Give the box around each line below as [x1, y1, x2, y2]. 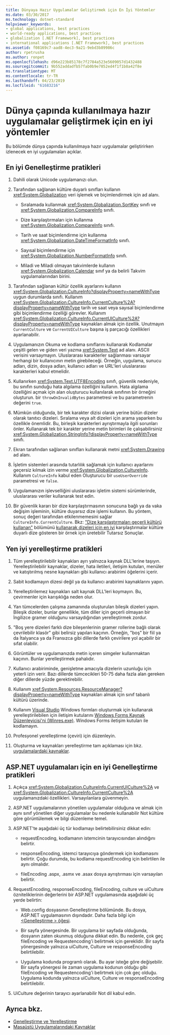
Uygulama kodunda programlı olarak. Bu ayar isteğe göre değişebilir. [20, 959, 163, 964]
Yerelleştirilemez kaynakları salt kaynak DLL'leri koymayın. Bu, [13, 589, 142, 595]
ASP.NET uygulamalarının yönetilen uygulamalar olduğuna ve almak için [13, 805, 162, 811]
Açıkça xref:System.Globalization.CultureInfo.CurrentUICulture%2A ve [13, 784, 159, 790]
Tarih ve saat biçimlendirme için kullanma [20, 232, 107, 238]
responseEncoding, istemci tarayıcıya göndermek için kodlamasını [20, 850, 159, 856]
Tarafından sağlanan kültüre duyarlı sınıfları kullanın [13, 186, 121, 193]
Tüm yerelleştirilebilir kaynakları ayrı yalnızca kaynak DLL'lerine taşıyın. [13, 558, 161, 564]
